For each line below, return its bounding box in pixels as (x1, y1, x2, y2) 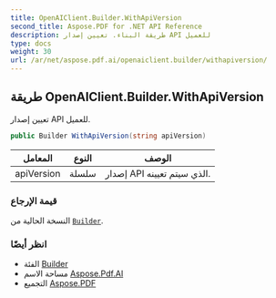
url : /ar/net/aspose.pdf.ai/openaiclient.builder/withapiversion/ (10, 56, 268, 65)
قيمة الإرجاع (10, 194, 57, 207)
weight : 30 (10, 47, 52, 57)
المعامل (22, 151, 53, 164)
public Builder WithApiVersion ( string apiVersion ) (10, 131, 207, 140)
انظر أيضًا (10, 238, 47, 251)
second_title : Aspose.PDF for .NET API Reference (10, 22, 203, 31)
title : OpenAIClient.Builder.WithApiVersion (10, 13, 182, 23)
